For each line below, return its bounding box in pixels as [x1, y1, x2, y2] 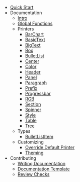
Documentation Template [17, 166, 70, 172]
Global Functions [17, 20, 53, 26]
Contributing [10, 155, 36, 161]
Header [25, 69, 41, 75]
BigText [25, 42, 41, 48]
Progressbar [25, 91, 51, 96]
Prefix [25, 85, 38, 91]
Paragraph [25, 80, 47, 86]
